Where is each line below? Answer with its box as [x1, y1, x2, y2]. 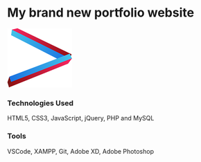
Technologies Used [7, 98, 74, 108]
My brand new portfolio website [7, 5, 195, 21]
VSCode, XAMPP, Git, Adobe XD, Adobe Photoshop [7, 147, 155, 155]
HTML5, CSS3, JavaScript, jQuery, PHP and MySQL [7, 114, 155, 123]
